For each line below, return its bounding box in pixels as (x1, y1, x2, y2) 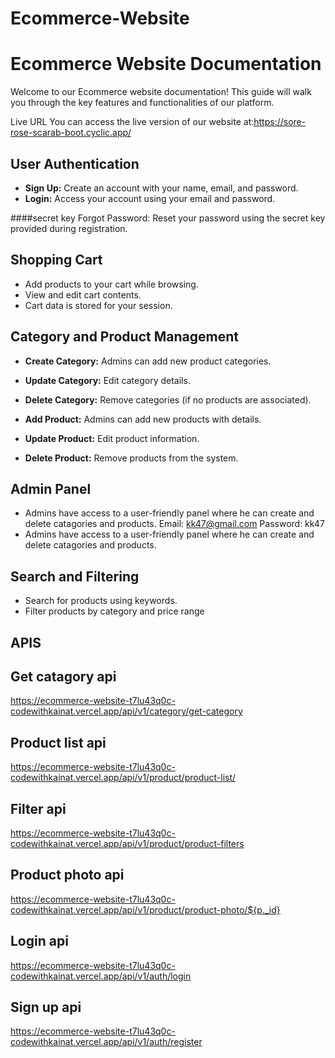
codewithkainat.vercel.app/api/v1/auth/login (10, 970, 192, 982)
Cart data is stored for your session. (24, 299, 173, 311)
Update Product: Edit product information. (24, 432, 200, 444)
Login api (10, 933, 69, 950)
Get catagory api (10, 668, 117, 685)
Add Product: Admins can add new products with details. (24, 413, 262, 425)
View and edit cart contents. (24, 288, 142, 301)
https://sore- (253, 116, 307, 128)
